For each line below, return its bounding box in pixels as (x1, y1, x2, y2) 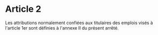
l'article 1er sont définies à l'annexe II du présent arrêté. (5, 25, 119, 31)
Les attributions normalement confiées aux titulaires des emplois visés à (5, 20, 153, 26)
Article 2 (5, 3, 41, 15)
